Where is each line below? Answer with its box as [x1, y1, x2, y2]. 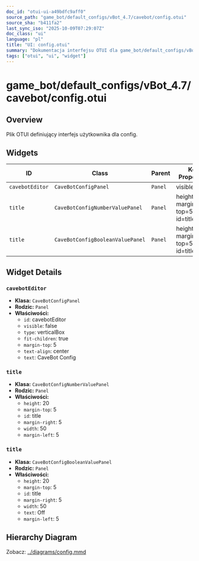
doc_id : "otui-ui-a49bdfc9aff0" [6, 8, 86, 15]
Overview [6, 115, 43, 125]
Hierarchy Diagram [6, 532, 78, 543]
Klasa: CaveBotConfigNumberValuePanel [14, 381, 110, 388]
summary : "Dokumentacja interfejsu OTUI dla [6, 48, 118, 54]
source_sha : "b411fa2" [6, 20, 62, 26]
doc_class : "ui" [6, 31, 46, 37]
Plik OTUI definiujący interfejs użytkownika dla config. [6, 130, 138, 137]
